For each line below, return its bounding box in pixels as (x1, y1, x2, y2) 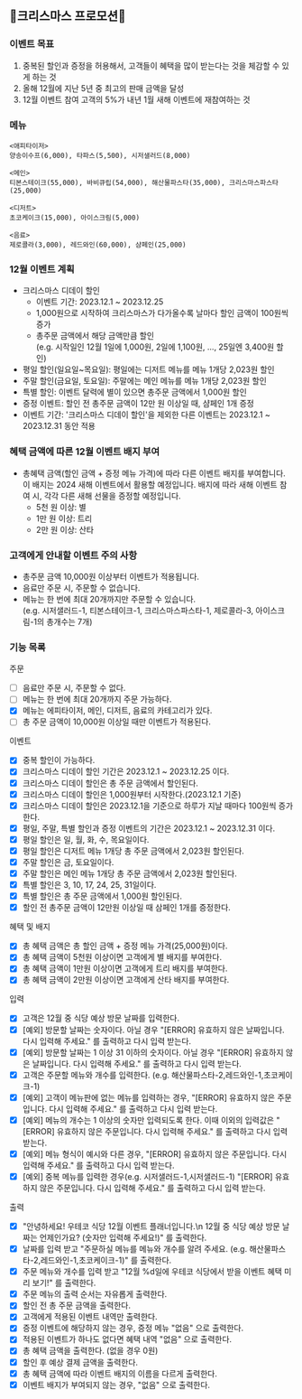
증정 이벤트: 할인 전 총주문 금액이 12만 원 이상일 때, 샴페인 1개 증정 (22, 398, 254, 409)
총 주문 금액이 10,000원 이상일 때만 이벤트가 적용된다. (22, 716, 212, 727)
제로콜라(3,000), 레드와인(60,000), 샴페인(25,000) (9, 240, 187, 249)
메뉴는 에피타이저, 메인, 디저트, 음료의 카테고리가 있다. (22, 705, 213, 716)
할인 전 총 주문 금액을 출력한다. (22, 1300, 131, 1311)
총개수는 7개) (46, 616, 93, 627)
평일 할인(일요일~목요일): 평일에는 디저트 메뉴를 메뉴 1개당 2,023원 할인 (22, 364, 275, 375)
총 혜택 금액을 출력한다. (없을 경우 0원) (22, 1345, 159, 1357)
